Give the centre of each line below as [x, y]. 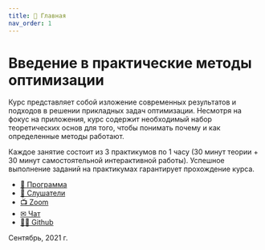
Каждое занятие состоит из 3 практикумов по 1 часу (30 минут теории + [133, 152]
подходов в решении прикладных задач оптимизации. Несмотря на [125, 111]
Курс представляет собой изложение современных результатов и [122, 102]
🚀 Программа [43, 185]
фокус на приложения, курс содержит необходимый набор [110, 119]
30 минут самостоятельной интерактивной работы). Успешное [116, 161]
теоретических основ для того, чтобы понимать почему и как [114, 128]
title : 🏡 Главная [37, 16]
